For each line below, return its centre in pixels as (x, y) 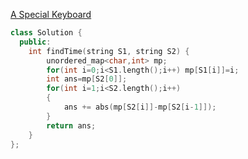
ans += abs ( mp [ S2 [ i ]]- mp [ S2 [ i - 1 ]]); (140, 107)
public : (35, 42)
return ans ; (71, 125)
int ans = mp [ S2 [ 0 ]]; (87, 79)
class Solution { (46, 33)
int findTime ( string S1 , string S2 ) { (109, 51)
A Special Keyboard (51, 14)
